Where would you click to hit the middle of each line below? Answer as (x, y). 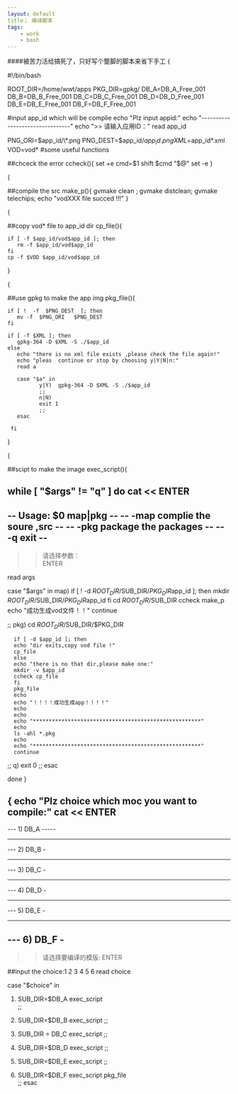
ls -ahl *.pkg (34, 734)
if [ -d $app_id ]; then (50, 639)
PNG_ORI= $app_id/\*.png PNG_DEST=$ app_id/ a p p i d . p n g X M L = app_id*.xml (116, 141)
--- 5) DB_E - (27, 911)
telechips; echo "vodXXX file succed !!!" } (68, 198)
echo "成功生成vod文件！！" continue (62, 610)
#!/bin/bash (24, 76)
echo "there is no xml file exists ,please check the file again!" (118, 354)
